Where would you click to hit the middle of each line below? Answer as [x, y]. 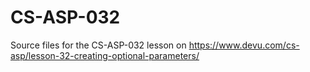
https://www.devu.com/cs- [244, 45]
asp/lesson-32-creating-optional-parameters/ [105, 55]
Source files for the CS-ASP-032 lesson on [98, 45]
